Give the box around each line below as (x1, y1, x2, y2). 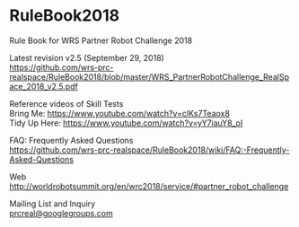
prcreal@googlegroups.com (9, 207, 114, 218)
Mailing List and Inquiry (9, 198, 96, 209)
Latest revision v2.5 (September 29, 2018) (9, 52, 164, 63)
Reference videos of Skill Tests (9, 98, 124, 109)
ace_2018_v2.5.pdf (9, 81, 78, 92)
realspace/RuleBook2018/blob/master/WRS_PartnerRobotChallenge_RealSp (9, 71, 290, 82)
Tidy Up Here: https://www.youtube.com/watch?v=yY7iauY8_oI (9, 118, 243, 128)
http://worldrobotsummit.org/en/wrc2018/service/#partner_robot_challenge (9, 180, 289, 191)
